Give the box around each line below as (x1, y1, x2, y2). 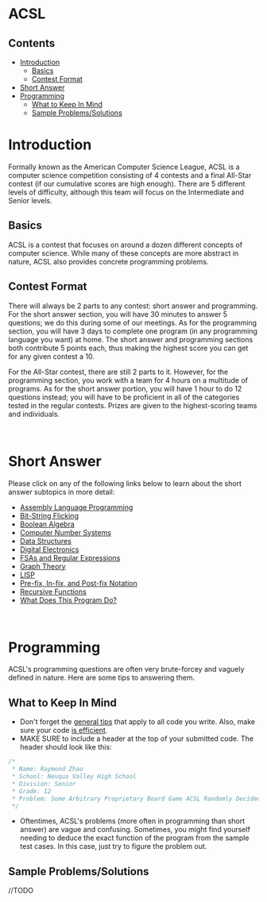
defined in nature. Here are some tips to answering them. (8, 673, 195, 683)
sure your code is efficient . (19, 726, 108, 735)
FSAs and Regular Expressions (19, 553, 121, 562)
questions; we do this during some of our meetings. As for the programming (8, 318, 257, 327)
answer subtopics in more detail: (8, 487, 115, 496)
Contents (8, 37, 56, 50)
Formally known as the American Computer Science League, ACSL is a (8, 162, 240, 172)
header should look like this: (19, 742, 113, 752)
